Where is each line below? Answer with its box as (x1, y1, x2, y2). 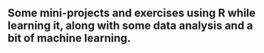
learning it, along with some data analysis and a (7, 19, 253, 33)
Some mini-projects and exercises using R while (7, 6, 257, 20)
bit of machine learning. (7, 31, 132, 45)
